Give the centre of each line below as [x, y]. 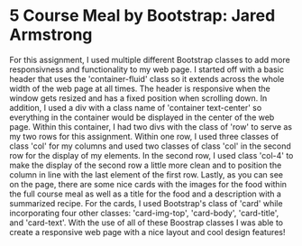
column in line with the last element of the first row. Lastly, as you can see [146, 174]
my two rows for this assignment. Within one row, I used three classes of [144, 136]
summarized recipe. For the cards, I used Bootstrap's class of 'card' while [146, 203]
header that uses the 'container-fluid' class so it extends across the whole [147, 78]
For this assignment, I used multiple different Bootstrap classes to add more [150, 59]
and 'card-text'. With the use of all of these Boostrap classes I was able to [146, 223]
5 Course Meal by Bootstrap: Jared [142, 16]
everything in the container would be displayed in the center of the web [142, 117]
